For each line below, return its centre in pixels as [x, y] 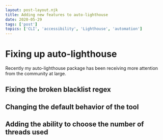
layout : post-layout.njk [32, 10]
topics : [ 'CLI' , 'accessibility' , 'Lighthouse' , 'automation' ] [74, 29]
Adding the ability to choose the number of [75, 124]
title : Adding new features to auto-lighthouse [57, 15]
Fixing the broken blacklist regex [58, 90]
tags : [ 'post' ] [21, 24]
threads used [27, 132]
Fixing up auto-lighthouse [61, 54]
